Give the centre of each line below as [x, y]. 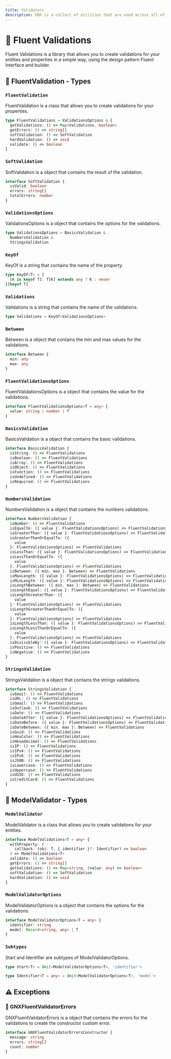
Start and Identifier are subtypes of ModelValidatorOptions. [67, 957]
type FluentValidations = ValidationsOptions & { [59, 121]
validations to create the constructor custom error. [58, 1023]
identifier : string [31, 925]
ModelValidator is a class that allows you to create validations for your [78, 825]
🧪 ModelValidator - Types [46, 800]
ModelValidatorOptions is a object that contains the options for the [75, 905]
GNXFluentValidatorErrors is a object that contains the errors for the [76, 1018]
